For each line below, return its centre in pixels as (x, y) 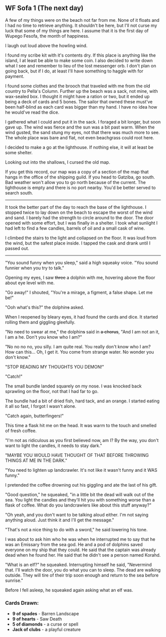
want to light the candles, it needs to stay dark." (54, 446)
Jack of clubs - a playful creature (46, 630)
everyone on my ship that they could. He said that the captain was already (81, 550)
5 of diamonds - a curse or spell (45, 624)
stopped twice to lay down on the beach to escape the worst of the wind (79, 212)
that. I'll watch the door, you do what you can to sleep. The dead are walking (83, 570)
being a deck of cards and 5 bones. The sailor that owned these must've (79, 102)
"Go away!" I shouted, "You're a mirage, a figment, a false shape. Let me (79, 292)
